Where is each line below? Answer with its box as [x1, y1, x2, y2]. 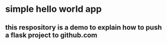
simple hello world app [5, 3, 102, 15]
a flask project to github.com [5, 31, 98, 39]
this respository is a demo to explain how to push [5, 23, 162, 32]
